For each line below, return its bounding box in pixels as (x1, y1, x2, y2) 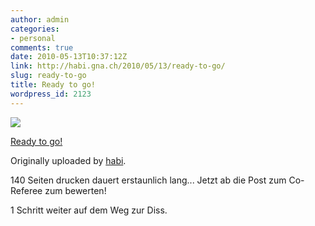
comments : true (10, 42, 74, 53)
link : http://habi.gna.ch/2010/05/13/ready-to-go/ (10, 61, 226, 71)
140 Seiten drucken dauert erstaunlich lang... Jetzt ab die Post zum (10, 174, 287, 186)
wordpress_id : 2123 (10, 89, 92, 99)
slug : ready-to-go (10, 71, 87, 81)
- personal (10, 33, 56, 43)
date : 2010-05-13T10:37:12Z (10, 52, 128, 62)
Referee (10, 184, 43, 196)
